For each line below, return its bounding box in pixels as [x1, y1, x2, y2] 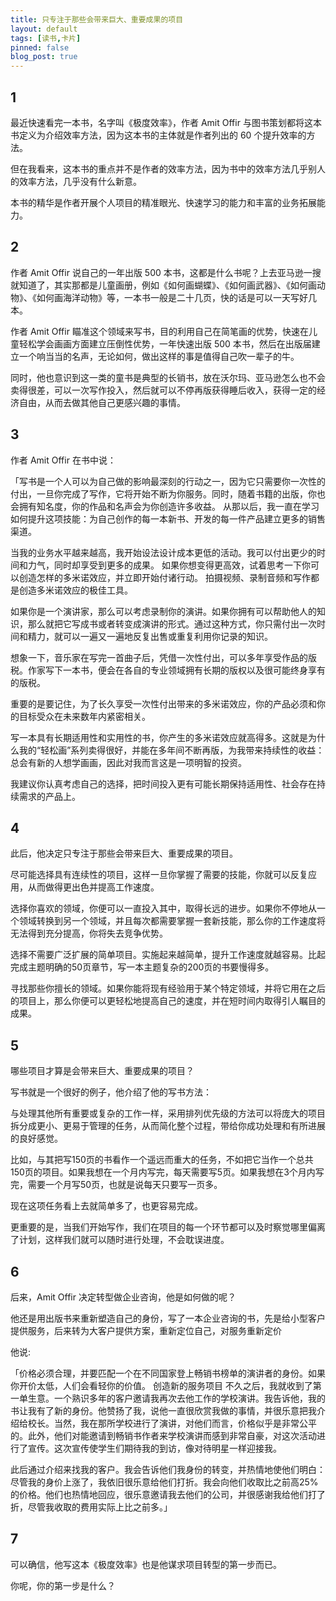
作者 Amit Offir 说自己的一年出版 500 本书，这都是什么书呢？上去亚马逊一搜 [10, 266, 322, 278]
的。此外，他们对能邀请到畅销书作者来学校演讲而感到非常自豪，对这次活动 [10, 1430, 317, 1441]
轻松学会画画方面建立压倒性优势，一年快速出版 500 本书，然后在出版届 [18, 337, 312, 350]
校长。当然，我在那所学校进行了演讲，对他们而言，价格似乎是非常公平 [27, 1417, 317, 1429]
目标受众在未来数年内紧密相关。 [18, 710, 151, 722]
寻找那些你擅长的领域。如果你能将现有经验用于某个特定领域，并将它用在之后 [10, 982, 326, 995]
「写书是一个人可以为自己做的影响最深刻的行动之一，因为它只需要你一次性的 [10, 475, 326, 487]
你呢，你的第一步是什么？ [10, 1579, 116, 1591]
